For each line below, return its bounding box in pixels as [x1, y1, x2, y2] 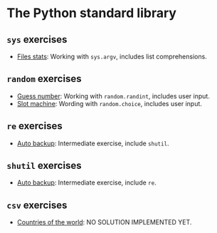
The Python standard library [6, 5, 177, 21]
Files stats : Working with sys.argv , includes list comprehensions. [16, 52, 207, 61]
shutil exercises [6, 160, 82, 172]
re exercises [6, 120, 63, 133]
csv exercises [6, 199, 68, 211]
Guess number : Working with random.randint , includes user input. [16, 91, 211, 100]
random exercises [6, 73, 82, 85]
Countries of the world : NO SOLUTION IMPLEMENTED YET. [16, 218, 192, 227]
